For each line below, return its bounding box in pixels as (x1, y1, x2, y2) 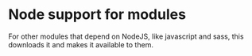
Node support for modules (8, 6, 187, 24)
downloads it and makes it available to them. (8, 39, 153, 49)
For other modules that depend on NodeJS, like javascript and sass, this (8, 32, 244, 41)
